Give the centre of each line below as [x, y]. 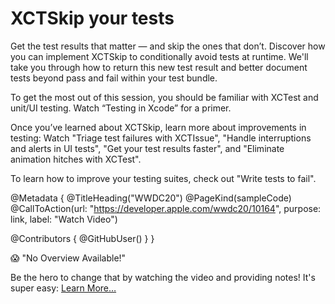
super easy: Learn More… [63, 288]
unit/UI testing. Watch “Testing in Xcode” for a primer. [121, 108]
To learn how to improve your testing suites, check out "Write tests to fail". [163, 178]
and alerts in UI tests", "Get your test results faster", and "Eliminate [147, 148]
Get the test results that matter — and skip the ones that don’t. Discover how [168, 46]
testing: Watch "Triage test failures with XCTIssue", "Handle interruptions [161, 138]
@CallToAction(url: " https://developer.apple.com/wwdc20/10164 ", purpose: [166, 208]
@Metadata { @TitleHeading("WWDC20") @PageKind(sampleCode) [151, 198]
